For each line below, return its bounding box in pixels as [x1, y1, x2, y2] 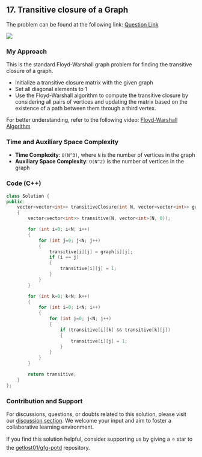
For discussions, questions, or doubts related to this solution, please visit [6, 411, 186, 418]
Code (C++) [6, 179, 41, 188]
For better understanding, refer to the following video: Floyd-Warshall [6, 116, 178, 124]
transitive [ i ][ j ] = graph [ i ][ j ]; [49, 248, 133, 255]
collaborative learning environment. [6, 423, 94, 430]
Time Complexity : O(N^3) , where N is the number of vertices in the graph [14, 151, 195, 159]
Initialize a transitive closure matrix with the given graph [14, 79, 153, 86]
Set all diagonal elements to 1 [14, 86, 87, 93]
